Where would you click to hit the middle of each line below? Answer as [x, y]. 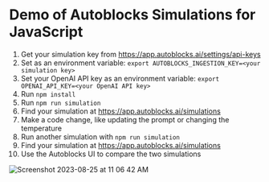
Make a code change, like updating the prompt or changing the [125, 119]
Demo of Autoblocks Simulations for [132, 15]
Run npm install [48, 93]
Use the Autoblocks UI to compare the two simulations [111, 154]
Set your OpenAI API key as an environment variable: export [120, 78]
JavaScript [46, 32]
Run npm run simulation [61, 102]
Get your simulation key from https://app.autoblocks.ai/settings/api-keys [141, 54]
